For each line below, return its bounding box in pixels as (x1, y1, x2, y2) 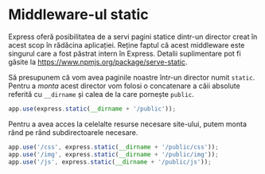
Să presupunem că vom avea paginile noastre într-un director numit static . (8, 72, 255, 82)
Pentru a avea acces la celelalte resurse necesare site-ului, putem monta (8, 119, 247, 129)
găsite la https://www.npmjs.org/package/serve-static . (8, 57, 188, 67)
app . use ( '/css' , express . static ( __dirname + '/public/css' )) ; (8, 143, 219, 151)
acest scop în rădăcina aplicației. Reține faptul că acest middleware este (8, 40, 245, 49)
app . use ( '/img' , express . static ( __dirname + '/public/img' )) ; (8, 150, 219, 158)
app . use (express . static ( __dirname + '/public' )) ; (8, 105, 177, 113)
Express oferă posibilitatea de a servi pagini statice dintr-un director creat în (8, 32, 258, 41)
